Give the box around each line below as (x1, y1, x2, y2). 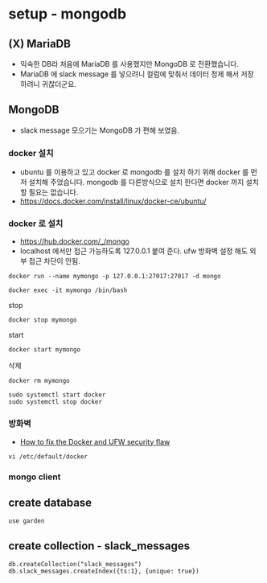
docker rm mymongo (8, 377, 70, 385)
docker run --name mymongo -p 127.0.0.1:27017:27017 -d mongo (8, 273, 221, 281)
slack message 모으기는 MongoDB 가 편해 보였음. (19, 125, 179, 135)
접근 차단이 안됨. (28, 257, 80, 266)
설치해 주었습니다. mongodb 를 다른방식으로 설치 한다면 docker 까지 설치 (28, 178, 260, 187)
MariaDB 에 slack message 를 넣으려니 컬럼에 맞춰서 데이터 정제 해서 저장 (19, 69, 255, 79)
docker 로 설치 (8, 218, 64, 229)
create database (8, 496, 92, 510)
